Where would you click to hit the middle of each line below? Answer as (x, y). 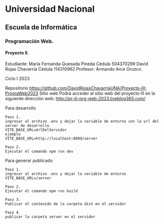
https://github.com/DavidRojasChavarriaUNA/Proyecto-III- (88, 88)
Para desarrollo (20, 108)
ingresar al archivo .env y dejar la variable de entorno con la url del (82, 121)
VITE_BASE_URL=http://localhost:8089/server (51, 139)
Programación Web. (29, 41)
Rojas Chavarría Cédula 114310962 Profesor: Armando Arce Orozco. (74, 69)
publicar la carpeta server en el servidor (50, 217)
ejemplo (13, 134)
